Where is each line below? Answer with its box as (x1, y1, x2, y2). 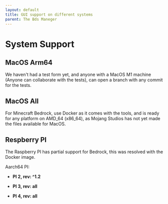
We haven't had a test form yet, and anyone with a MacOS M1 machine (5, 71, 151, 78)
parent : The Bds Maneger (5, 17, 57, 22)
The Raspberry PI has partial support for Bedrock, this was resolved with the (5, 149, 163, 155)
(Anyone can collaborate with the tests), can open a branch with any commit (5, 77, 163, 83)
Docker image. (5, 154, 36, 160)
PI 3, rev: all (12, 183, 38, 189)
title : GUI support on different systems (5, 12, 93, 17)
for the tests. (5, 82, 32, 88)
